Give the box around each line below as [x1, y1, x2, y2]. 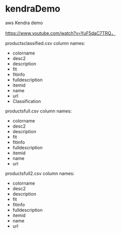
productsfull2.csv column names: [5, 170, 75, 177]
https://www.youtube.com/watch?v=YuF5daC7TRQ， [5, 30, 116, 36]
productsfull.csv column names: [5, 108, 72, 114]
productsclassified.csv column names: [5, 40, 86, 46]
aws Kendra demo [5, 20, 43, 26]
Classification [12, 98, 41, 104]
